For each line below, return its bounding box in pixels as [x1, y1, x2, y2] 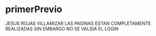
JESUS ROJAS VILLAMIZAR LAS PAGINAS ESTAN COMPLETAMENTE [5, 20, 151, 26]
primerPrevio [5, 4, 62, 15]
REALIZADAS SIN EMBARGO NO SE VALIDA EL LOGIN [5, 25, 119, 31]
